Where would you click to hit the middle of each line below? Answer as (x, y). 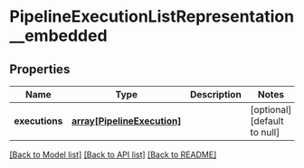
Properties (40, 69)
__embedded (58, 36)
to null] (265, 132)
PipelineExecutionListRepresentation (152, 17)
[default (267, 121)
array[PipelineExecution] (127, 121)
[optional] (271, 110)
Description (215, 94)
